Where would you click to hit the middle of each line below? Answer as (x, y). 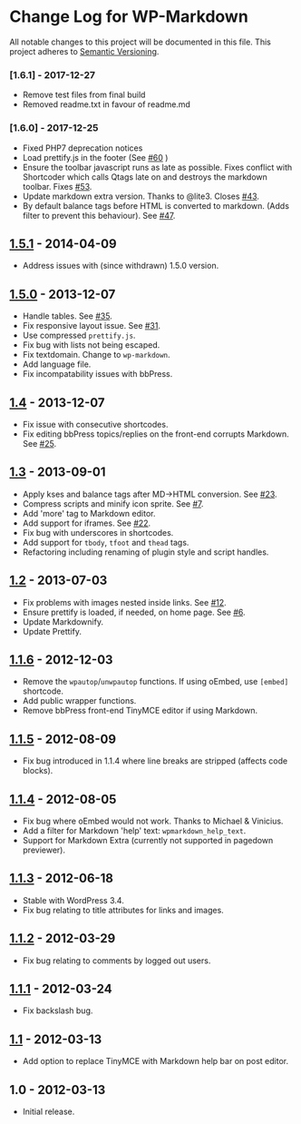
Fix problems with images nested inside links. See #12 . (124, 602)
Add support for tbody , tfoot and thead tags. (106, 542)
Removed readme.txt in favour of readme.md (106, 104)
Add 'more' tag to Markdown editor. (89, 513)
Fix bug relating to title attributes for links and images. (123, 910)
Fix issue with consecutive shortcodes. (95, 424)
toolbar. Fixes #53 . (57, 186)
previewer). (44, 850)
